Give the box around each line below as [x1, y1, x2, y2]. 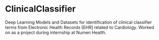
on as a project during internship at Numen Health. [5, 29, 106, 35]
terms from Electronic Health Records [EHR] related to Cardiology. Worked [5, 24, 154, 30]
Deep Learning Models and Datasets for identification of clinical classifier [5, 19, 152, 25]
